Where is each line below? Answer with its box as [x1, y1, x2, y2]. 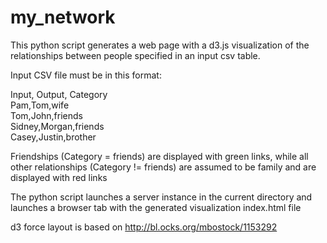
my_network [10, 6, 116, 29]
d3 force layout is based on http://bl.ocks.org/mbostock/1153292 [10, 221, 278, 233]
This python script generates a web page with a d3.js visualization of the [10, 39, 310, 51]
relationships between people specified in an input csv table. [10, 49, 261, 61]
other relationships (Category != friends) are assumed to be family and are [10, 161, 317, 173]
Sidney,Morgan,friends [10, 120, 105, 132]
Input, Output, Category [10, 88, 108, 100]
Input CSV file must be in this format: [10, 69, 162, 81]
